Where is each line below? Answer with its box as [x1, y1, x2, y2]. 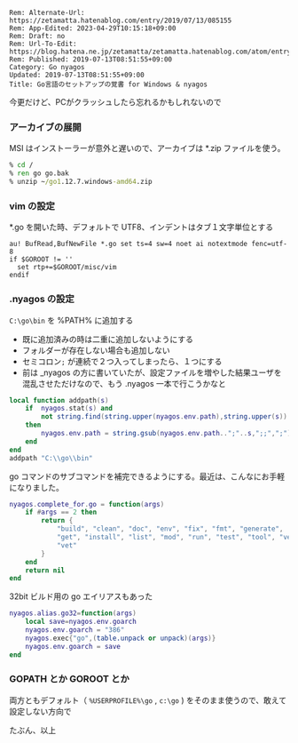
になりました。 [9, 482, 64, 492]
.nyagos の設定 [9, 293, 75, 306]
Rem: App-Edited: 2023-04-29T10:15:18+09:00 [9, 24, 176, 33]
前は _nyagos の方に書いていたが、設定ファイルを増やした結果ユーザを [21, 367, 282, 378]
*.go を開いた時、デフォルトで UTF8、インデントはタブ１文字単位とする [9, 222, 273, 233]
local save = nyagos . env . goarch [25, 618, 137, 627]
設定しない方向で [9, 706, 72, 716]
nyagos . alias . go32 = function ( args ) [9, 609, 137, 618]
